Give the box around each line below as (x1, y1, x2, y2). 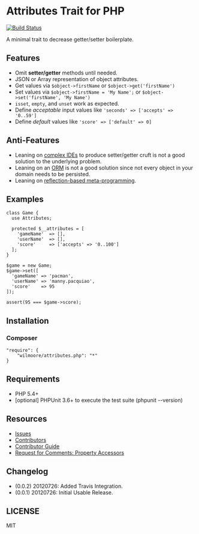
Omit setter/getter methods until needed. (14, 69, 118, 76)
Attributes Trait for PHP (6, 4, 125, 18)
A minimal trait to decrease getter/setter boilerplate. (6, 35, 134, 43)
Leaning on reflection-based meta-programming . (14, 177, 137, 184)
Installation (6, 315, 49, 326)
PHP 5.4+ (14, 390, 39, 397)
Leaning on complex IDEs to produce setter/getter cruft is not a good (14, 151, 185, 159)
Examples (6, 194, 44, 204)
